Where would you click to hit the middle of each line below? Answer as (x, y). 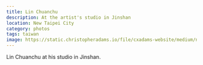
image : (14, 40)
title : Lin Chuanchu (32, 12)
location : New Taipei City (40, 23)
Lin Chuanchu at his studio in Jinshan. (53, 57)
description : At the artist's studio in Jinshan (69, 17)
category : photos (28, 29)
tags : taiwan (23, 34)
